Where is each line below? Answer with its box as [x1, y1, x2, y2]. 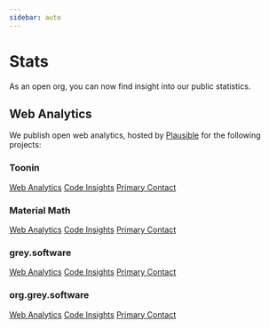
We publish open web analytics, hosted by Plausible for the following [9, 130, 261, 140]
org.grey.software [9, 289, 90, 301]
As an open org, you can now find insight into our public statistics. [9, 81, 251, 92]
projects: [9, 140, 42, 150]
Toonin [9, 162, 40, 174]
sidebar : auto [9, 12, 62, 22]
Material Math [9, 204, 71, 216]
